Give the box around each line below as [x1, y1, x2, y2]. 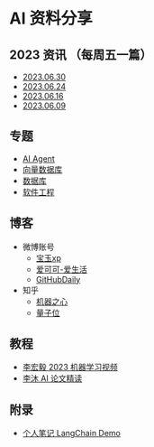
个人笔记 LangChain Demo [22, 428, 122, 439]
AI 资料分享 [9, 8, 93, 29]
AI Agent [22, 153, 56, 163]
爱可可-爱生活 [35, 264, 88, 275]
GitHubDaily [35, 274, 81, 284]
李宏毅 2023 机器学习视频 [22, 362, 119, 373]
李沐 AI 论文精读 [22, 373, 83, 384]
